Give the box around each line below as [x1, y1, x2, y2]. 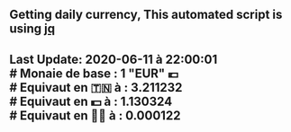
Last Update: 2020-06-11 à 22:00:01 [9, 51, 218, 66]
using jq [9, 22, 56, 37]
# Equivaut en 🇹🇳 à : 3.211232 [9, 80, 183, 95]
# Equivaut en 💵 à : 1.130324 [9, 93, 173, 109]
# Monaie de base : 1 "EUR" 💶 [9, 66, 179, 81]
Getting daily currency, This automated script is [9, 7, 283, 22]
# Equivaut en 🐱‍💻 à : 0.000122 [9, 108, 181, 123]
